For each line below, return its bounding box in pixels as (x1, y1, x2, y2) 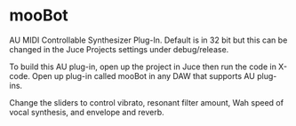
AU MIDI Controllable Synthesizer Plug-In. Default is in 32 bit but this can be (9, 35, 288, 45)
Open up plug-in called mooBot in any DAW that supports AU (32, 70, 256, 81)
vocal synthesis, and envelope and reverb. (9, 106, 164, 117)
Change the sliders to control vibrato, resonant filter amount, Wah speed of (9, 97, 284, 107)
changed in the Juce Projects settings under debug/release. (9, 43, 229, 54)
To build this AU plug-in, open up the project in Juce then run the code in (9, 61, 277, 72)
